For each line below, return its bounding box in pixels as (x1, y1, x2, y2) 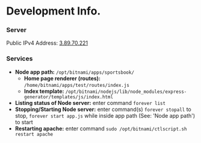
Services (6, 54, 33, 63)
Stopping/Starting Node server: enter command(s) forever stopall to (14, 106, 191, 113)
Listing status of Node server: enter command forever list (14, 99, 166, 106)
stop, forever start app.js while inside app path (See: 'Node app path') (14, 112, 196, 119)
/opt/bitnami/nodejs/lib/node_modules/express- (65, 89, 187, 95)
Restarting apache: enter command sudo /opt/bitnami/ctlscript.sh (14, 125, 187, 132)
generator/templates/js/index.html (23, 94, 113, 100)
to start (14, 118, 33, 126)
